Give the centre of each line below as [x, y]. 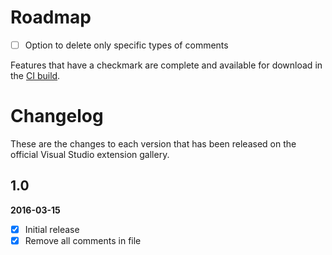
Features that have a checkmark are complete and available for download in [166, 65]
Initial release [52, 229]
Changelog [57, 116]
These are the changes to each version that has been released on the [153, 143]
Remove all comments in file [83, 240]
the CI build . [35, 75]
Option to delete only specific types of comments [126, 45]
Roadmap [51, 17]
